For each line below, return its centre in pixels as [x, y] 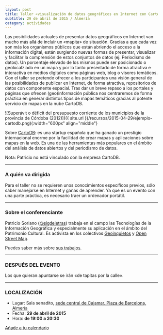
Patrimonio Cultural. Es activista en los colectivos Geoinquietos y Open [76, 233]
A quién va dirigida [28, 175]
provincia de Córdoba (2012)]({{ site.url [44, 118]
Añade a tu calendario [27, 328]
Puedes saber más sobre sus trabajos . [43, 248]
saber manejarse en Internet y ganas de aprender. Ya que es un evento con [80, 190]
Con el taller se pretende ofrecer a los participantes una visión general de [79, 78]
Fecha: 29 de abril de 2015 [39, 313]
